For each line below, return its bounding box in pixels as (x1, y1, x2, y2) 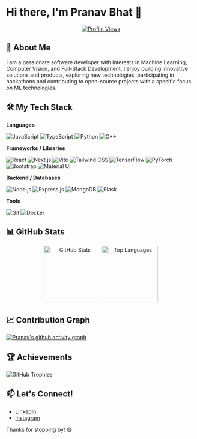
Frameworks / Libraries (6, 144, 65, 152)
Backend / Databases (6, 174, 61, 181)
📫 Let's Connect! (6, 389, 73, 399)
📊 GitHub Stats (6, 227, 65, 237)
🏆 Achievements (6, 352, 73, 362)
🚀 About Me (6, 43, 51, 53)
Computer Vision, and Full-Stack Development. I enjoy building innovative (6, 65, 188, 72)
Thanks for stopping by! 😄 (6, 426, 73, 433)
